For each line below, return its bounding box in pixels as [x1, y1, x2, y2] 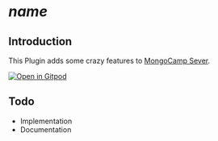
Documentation [19, 124, 72, 135]
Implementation [19, 116, 73, 126]
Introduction [8, 35, 73, 48]
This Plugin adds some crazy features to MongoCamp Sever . [8, 56, 211, 65]
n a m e [8, 2, 48, 21]
